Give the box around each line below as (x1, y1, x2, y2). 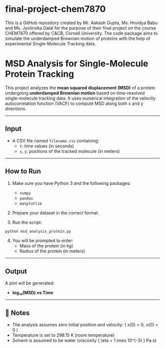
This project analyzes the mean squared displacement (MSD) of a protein (5, 85, 156, 91)
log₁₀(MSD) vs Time (12, 290, 54, 296)
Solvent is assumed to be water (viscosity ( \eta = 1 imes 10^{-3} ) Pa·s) (12, 338, 157, 343)
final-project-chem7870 (5, 3, 106, 15)
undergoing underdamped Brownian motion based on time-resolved (5, 90, 145, 96)
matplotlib (19, 201, 42, 206)
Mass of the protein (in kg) (19, 243, 74, 249)
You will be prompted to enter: (12, 238, 74, 244)
